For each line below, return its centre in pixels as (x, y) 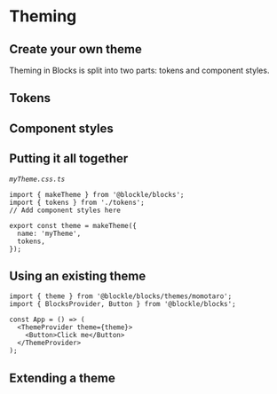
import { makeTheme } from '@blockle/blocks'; (97, 194)
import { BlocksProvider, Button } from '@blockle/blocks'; (123, 304)
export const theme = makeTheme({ (73, 225)
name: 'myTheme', (49, 233)
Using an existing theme (78, 276)
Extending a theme (62, 378)
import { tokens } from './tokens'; (77, 202)
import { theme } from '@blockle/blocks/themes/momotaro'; (121, 296)
